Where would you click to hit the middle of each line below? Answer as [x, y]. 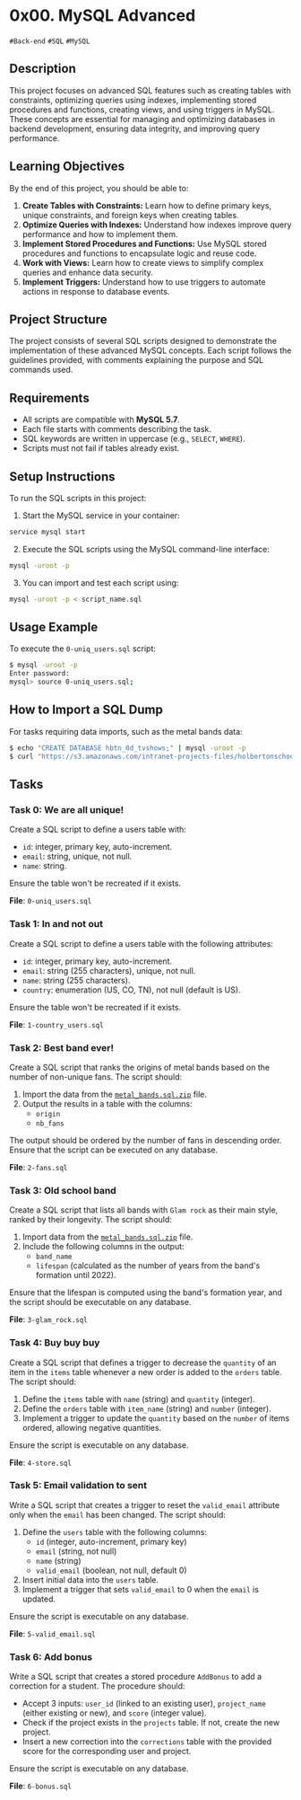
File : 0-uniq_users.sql [51, 901]
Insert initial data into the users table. [90, 1579]
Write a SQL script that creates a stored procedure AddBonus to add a [136, 1677]
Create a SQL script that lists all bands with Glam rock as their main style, [144, 1210]
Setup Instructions [62, 476]
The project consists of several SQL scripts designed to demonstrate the [143, 341]
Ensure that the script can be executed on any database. [114, 1150]
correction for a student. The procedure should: [97, 1686]
